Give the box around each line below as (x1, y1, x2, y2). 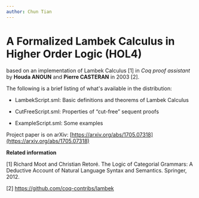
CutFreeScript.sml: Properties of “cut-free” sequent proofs (14, 108, 160, 115)
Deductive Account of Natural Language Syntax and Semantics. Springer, (6, 166, 187, 174)
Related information (6, 148, 57, 156)
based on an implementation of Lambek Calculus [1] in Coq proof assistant (6, 67, 190, 74)
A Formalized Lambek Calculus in (6, 34, 175, 48)
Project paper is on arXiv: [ (6, 131, 72, 138)
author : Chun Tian (6, 8, 52, 15)
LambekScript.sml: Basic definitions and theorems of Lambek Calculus (14, 96, 189, 103)
